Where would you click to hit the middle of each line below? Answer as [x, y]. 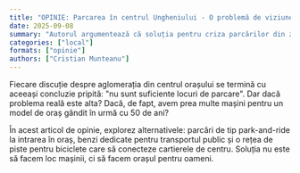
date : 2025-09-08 [42, 26]
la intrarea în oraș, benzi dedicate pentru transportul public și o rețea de [142, 140]
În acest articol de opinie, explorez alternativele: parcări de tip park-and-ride [150, 130]
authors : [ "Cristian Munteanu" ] [69, 59]
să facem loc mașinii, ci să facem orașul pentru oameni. [112, 158]
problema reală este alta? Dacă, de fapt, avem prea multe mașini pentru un [146, 103]
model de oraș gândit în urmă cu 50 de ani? [89, 113]
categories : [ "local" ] [51, 42]
